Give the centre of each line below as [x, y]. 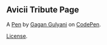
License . [17, 36]
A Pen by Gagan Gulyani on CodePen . [54, 24]
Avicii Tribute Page [43, 10]
